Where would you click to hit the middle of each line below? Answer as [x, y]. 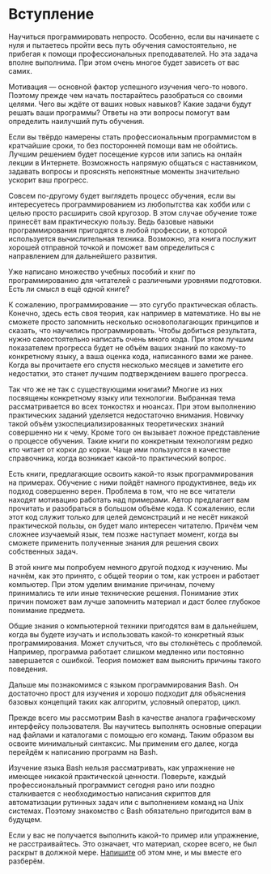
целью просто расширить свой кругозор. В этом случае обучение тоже [133, 212]
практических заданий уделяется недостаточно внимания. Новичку [126, 415]
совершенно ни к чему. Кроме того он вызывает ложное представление [134, 432]
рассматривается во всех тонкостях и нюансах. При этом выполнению [132, 406]
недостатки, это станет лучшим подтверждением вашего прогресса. [128, 373]
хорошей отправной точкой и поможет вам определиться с [112, 247]
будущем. [25, 819]
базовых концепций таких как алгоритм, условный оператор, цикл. [125, 701]
